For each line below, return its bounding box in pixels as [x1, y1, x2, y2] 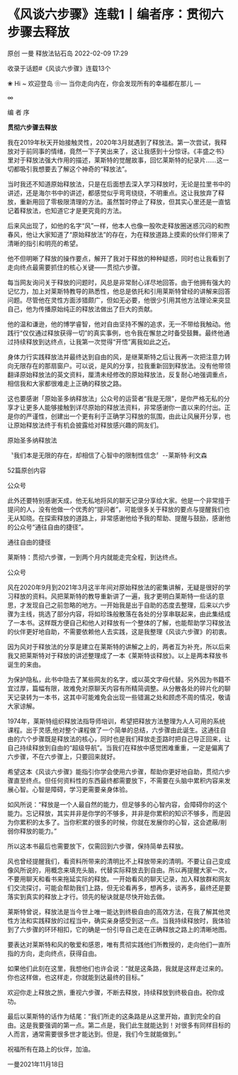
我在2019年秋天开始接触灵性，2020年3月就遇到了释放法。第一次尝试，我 [7, 138, 221, 146]
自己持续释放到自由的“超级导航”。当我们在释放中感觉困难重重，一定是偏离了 [7, 743, 230, 752]
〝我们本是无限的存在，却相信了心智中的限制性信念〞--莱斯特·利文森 [7, 451, 208, 459]
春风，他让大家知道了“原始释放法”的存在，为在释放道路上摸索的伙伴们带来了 [7, 230, 230, 238]
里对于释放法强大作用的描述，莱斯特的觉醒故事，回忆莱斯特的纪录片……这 [7, 155, 223, 164]
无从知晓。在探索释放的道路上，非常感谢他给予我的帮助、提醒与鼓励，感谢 [7, 513, 225, 522]
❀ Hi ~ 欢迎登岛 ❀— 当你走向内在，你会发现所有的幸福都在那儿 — [7, 79, 201, 87]
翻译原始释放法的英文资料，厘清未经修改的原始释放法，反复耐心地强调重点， [7, 370, 231, 379]
